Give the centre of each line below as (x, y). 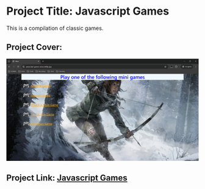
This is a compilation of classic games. (55, 28)
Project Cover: (34, 47)
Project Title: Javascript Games (88, 11)
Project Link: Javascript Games (67, 178)
